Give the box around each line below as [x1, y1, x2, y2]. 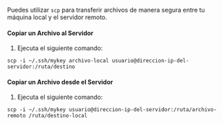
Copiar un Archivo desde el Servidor [7, 78, 114, 86]
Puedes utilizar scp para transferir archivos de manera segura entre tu [7, 6, 205, 14]
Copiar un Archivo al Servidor [7, 29, 94, 37]
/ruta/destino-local [28, 113, 88, 120]
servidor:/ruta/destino [7, 63, 76, 71]
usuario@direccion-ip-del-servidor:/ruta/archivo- [68, 106, 217, 113]
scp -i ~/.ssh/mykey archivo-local [7, 58, 109, 65]
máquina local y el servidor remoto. [7, 13, 108, 21]
